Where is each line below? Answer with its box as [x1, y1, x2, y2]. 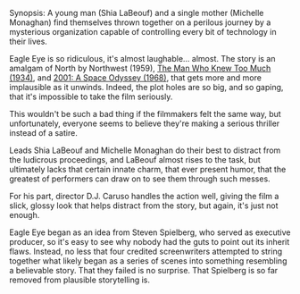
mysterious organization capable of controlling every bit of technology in [9, 27, 277, 37]
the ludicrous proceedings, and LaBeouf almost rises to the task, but [9, 155, 261, 164]
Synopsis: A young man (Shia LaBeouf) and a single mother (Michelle [9, 8, 264, 18]
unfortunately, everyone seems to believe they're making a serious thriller [9, 118, 280, 129]
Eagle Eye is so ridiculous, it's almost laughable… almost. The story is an [9, 54, 276, 63]
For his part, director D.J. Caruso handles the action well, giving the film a [9, 191, 279, 201]
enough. [9, 210, 40, 220]
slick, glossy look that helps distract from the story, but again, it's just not [9, 200, 279, 211]
